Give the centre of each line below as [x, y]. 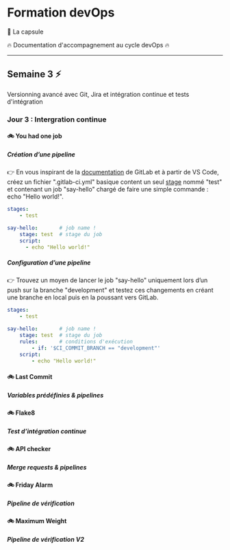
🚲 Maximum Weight [37, 520]
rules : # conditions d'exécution [76, 341]
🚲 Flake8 [21, 413]
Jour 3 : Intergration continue [57, 119]
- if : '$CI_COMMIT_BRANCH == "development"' [96, 348]
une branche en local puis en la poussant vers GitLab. [83, 297]
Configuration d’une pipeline [49, 263]
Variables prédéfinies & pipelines [55, 395]
